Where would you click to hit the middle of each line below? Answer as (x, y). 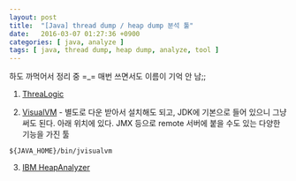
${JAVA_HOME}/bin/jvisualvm (61, 151)
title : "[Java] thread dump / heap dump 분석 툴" (102, 26)
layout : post (33, 17)
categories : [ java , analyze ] (67, 42)
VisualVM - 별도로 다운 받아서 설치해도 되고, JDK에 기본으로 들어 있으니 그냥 (154, 112)
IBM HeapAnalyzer (56, 168)
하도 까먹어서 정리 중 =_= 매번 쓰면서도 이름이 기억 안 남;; (108, 77)
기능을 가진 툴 (46, 134)
